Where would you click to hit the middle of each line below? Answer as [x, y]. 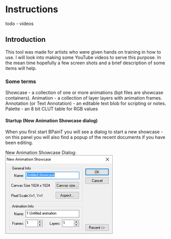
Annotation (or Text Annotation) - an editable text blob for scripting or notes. [86, 104]
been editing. [19, 143]
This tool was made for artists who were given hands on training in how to [83, 52]
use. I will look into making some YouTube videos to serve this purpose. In [83, 57]
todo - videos [19, 23]
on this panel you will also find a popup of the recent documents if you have [85, 137]
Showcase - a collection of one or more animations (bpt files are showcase [84, 92]
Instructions [32, 9]
